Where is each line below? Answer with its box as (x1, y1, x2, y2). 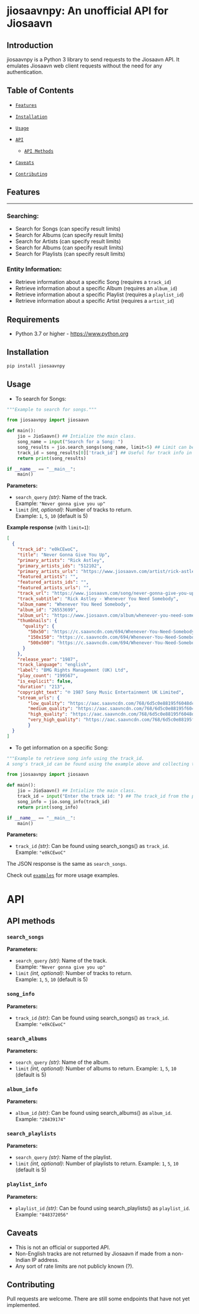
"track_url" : (17, 590, 50, 597)
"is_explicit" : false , (17, 678, 73, 684)
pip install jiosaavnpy (6, 363, 66, 369)
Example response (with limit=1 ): (6, 524, 90, 531)
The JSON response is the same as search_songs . (6, 860, 128, 868)
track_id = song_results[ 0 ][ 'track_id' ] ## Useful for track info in (17, 449, 193, 456)
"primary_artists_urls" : (17, 568, 79, 574)
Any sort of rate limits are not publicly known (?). (15, 1263, 134, 1270)
